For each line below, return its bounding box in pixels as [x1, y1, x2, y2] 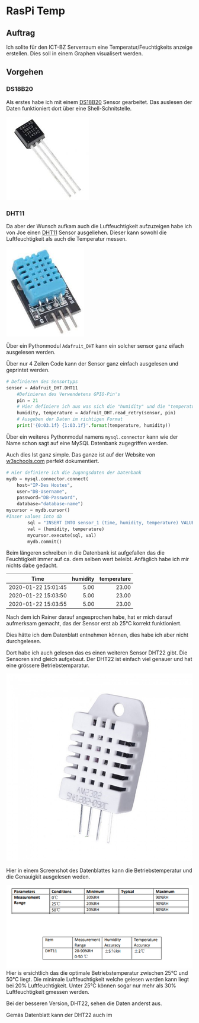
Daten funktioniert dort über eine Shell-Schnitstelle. [6, 105, 132, 112]
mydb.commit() [27, 539, 62, 544]
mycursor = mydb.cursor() [6, 507, 70, 514]
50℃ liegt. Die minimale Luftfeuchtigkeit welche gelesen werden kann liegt [6, 975, 190, 983]
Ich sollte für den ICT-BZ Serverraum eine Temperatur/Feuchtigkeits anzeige [6, 43, 193, 51]
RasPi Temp [6, 4, 65, 18]
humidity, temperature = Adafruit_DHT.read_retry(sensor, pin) [17, 410, 176, 416]
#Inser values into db [6, 514, 62, 520]
